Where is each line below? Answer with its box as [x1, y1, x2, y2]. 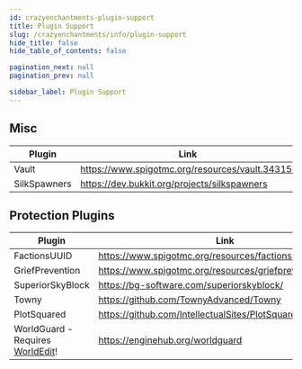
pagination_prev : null [9, 71, 94, 81]
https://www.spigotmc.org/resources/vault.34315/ [80, 163, 296, 175]
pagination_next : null [9, 63, 94, 72]
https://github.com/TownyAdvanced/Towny [98, 293, 281, 306]
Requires [13, 334, 52, 346]
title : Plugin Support [9, 22, 94, 31]
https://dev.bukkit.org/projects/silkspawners [80, 177, 268, 190]
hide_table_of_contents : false [9, 47, 127, 56]
